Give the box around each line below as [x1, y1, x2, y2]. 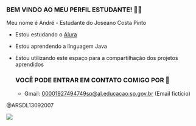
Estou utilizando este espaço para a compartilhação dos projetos [15, 55, 178, 62]
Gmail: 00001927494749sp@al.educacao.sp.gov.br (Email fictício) [24, 90, 191, 97]
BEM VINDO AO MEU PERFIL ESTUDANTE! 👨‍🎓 [6, 5, 142, 14]
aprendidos [15, 61, 44, 68]
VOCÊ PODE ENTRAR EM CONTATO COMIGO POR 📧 [15, 76, 170, 84]
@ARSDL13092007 [6, 101, 54, 108]
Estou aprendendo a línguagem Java [15, 42, 108, 50]
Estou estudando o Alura [15, 31, 77, 38]
